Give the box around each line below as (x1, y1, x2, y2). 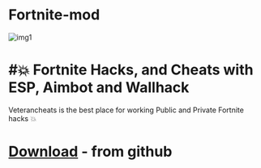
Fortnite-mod (8, 6, 101, 24)
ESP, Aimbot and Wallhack (8, 78, 190, 97)
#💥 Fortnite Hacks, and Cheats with (8, 61, 254, 79)
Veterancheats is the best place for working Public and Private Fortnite (8, 105, 245, 115)
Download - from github (8, 143, 173, 161)
